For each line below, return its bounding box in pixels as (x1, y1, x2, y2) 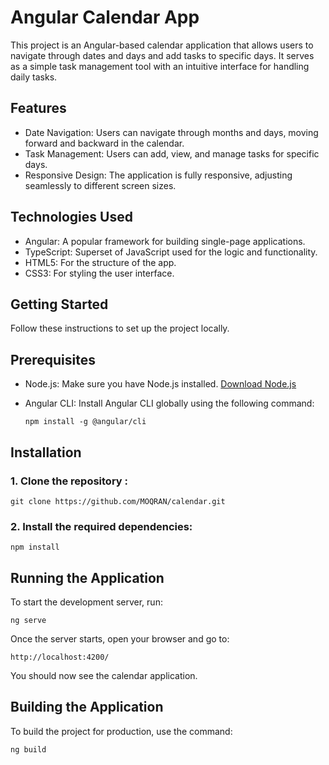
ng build (10, 744, 47, 755)
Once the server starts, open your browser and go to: (10, 632, 230, 645)
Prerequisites (10, 351, 96, 368)
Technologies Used (10, 209, 133, 226)
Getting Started (10, 296, 109, 313)
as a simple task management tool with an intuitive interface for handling (10, 60, 310, 72)
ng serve (10, 615, 47, 625)
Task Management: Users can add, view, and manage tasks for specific (24, 147, 320, 160)
